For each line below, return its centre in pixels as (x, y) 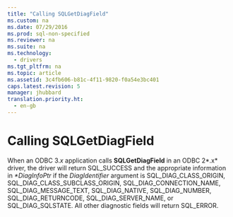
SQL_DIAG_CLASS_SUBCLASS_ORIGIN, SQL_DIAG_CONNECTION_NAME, (114, 183)
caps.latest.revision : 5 (44, 86)
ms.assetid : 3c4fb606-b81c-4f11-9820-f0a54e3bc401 (83, 80)
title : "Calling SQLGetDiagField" (58, 14)
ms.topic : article (34, 73)
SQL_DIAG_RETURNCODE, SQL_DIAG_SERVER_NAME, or (91, 198)
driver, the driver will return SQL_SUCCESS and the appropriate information (117, 168)
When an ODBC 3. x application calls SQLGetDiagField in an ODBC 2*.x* (113, 160)
